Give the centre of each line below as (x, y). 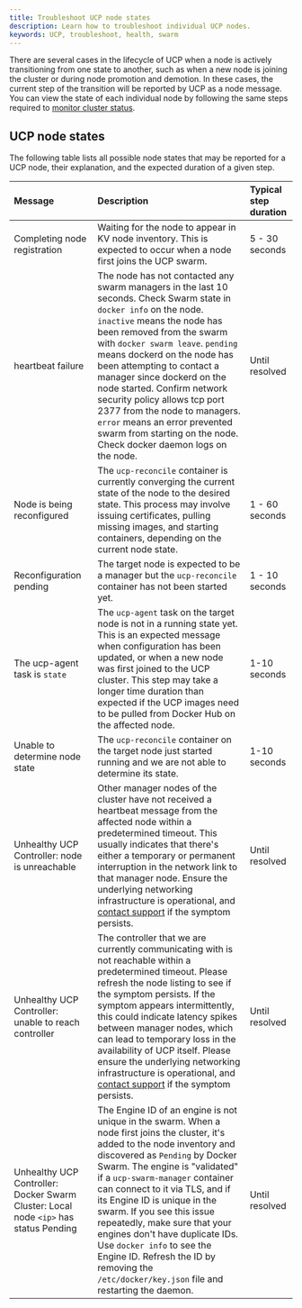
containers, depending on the (160, 539)
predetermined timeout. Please (162, 972)
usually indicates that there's (158, 845)
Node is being (43, 504)
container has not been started (162, 586)
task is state (40, 675)
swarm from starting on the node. (168, 433)
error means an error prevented (165, 422)
